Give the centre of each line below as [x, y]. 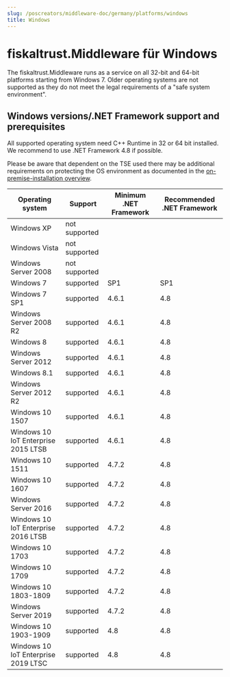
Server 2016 [31, 508]
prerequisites [36, 126]
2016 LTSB [29, 537]
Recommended [190, 199]
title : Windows [29, 20]
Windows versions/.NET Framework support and [114, 116]
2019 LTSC [29, 663]
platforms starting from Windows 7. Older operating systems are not [103, 80]
